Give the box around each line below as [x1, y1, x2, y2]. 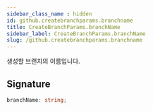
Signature [6, 78, 51, 90]
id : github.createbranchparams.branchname [6, 17, 133, 24]
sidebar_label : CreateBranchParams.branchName [6, 30, 146, 37]
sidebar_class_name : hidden [6, 10, 92, 18]
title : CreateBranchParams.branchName [6, 23, 121, 30]
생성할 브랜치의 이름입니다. [6, 57, 80, 66]
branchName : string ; [6, 96, 68, 103]
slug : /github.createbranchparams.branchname [6, 37, 142, 44]
